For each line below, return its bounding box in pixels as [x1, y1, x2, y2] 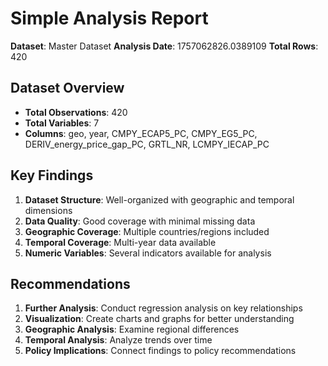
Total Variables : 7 [24, 117, 100, 129]
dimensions [24, 204, 73, 216]
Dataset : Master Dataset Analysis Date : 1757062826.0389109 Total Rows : [10, 40, 319, 52]
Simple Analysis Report [10, 7, 209, 30]
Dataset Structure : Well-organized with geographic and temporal [24, 193, 295, 206]
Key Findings [10, 167, 94, 184]
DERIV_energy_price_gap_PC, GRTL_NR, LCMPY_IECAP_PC [24, 138, 270, 150]
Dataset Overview [10, 80, 125, 97]
